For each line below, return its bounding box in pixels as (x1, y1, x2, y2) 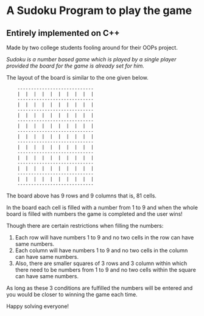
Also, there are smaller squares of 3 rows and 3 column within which (15, 259, 188, 267)
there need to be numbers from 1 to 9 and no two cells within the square (15, 266, 196, 273)
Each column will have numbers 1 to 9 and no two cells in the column (15, 247, 188, 254)
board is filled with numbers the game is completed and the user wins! (6, 210, 183, 218)
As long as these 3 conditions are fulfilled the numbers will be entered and (6, 284, 193, 292)
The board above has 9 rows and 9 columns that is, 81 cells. (6, 192, 157, 199)
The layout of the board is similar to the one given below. (6, 74, 149, 81)
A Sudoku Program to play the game (6, 4, 192, 18)
